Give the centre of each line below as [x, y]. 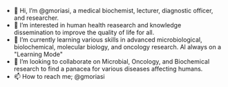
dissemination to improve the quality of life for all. [84, 32]
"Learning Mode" [38, 54]
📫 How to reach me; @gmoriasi [59, 76]
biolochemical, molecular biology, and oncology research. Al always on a [117, 47]
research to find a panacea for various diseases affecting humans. [108, 69]
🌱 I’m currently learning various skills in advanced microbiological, [108, 40]
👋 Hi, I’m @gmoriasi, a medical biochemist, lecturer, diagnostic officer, [113, 11]
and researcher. [36, 18]
